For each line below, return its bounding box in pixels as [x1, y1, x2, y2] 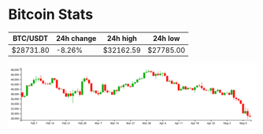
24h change [56, 34, 97, 43]
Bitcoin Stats [8, 6, 94, 24]
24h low [152, 34, 180, 43]
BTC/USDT [13, 34, 49, 43]
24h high [106, 34, 138, 43]
